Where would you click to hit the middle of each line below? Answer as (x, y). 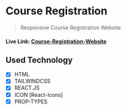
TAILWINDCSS (32, 81)
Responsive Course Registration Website (70, 27)
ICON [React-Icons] (39, 94)
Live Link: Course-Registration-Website (56, 41)
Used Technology (39, 60)
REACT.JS (27, 88)
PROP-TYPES (31, 101)
